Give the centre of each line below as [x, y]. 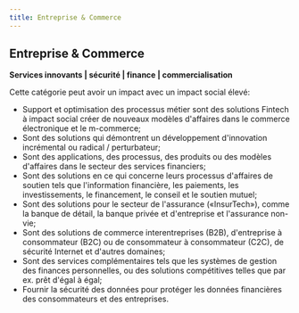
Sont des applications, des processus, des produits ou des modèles [147, 157]
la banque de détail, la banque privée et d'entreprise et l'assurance [145, 214]
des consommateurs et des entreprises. [96, 299]
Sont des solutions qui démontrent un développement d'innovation [145, 138]
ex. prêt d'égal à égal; [62, 280]
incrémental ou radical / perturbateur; [91, 147]
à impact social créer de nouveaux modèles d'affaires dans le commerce [156, 119]
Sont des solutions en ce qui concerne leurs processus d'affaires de [148, 176]
